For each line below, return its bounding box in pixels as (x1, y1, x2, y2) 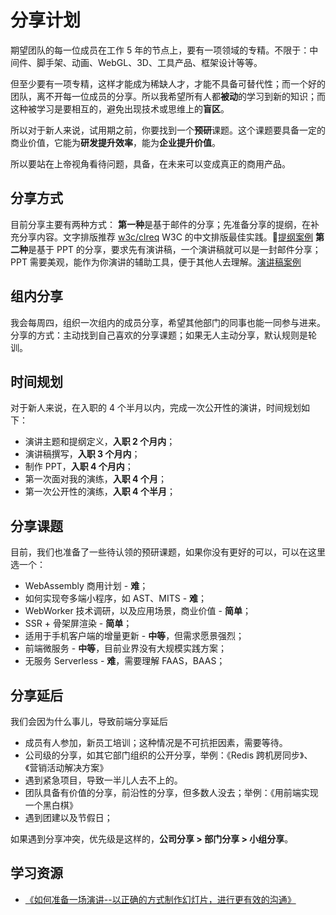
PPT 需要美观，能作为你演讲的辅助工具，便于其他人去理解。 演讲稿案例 (10, 256, 302, 268)
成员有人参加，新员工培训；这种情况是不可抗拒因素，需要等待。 (24, 737, 288, 748)
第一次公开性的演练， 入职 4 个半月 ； (24, 486, 176, 498)
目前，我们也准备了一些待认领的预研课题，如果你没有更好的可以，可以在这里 (10, 546, 326, 558)
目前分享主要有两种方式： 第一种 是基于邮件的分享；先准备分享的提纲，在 (10, 218, 311, 230)
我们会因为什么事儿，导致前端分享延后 (10, 716, 168, 727)
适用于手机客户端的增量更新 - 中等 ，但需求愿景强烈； (24, 630, 245, 642)
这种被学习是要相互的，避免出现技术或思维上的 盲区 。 (10, 102, 230, 115)
